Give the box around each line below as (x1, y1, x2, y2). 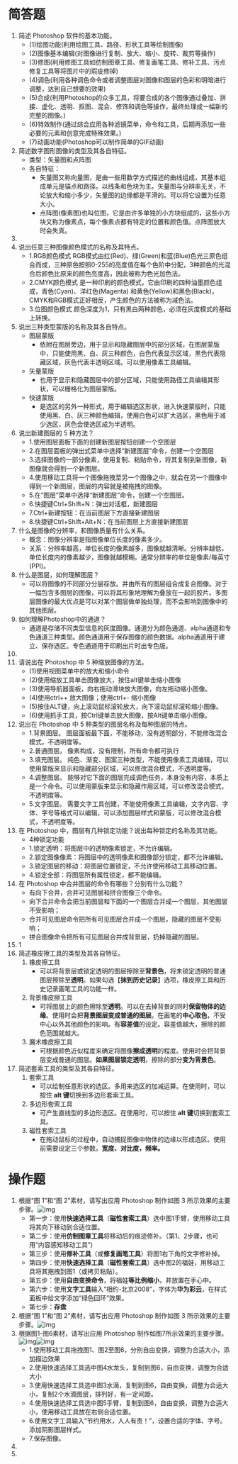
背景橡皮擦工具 (28, 993, 73, 1002)
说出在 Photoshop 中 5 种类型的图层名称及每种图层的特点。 (18, 720, 191, 728)
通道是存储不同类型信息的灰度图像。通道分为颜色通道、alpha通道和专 (28, 623, 232, 632)
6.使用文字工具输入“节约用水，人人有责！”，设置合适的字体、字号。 (28, 1416, 227, 1425)
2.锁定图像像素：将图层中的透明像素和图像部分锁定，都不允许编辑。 (28, 852, 227, 861)
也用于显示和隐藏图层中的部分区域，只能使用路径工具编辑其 (39, 375, 214, 384)
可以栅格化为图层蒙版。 (52, 384, 121, 393)
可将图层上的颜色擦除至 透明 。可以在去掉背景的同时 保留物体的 (39, 1002, 220, 1010)
